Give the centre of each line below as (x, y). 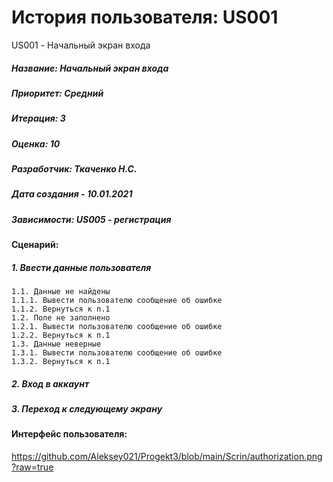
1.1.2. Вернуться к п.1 (61, 309)
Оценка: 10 (36, 143)
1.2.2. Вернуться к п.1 (61, 336)
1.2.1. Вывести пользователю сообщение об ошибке (117, 327)
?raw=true (32, 467)
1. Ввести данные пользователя (81, 267)
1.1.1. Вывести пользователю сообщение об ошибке (117, 301)
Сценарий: (35, 245)
